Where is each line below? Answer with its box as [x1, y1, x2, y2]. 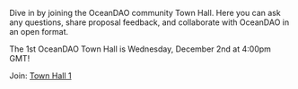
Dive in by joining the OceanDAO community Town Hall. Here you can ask [9, 8, 281, 18]
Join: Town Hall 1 [9, 70, 72, 81]
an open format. [9, 27, 69, 36]
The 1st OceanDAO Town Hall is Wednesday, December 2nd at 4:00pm [9, 44, 272, 54]
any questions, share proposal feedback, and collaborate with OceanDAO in [9, 17, 290, 28]
